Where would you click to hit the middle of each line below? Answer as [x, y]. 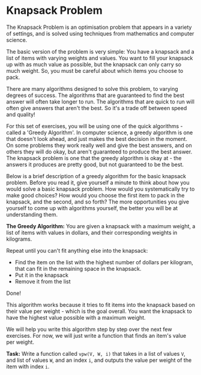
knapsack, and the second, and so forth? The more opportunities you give [98, 202]
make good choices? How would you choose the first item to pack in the [95, 195]
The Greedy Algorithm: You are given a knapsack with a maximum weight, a [101, 226]
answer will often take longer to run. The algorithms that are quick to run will [100, 101]
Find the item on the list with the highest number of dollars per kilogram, [104, 262]
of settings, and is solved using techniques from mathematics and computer [100, 33]
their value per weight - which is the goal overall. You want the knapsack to [99, 311]
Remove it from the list [43, 281]
